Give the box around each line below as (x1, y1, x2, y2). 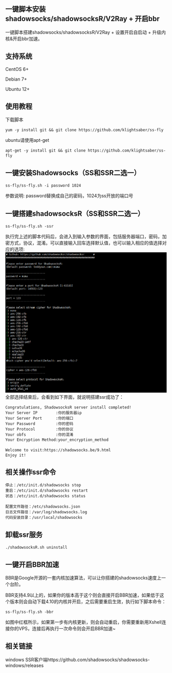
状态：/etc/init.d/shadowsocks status (5, 494, 86, 499)
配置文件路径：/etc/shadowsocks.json (5, 504, 80, 510)
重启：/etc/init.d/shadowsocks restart (5, 488, 88, 493)
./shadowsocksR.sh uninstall (5, 545, 68, 550)
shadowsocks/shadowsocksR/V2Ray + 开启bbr (5, 14, 160, 23)
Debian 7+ (5, 76, 27, 82)
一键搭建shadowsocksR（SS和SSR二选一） (5, 209, 145, 218)
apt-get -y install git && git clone (5, 148, 86, 153)
